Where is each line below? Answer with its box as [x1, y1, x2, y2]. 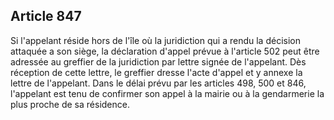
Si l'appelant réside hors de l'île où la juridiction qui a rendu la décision [10, 34, 301, 46]
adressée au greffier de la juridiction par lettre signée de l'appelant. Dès [10, 55, 307, 68]
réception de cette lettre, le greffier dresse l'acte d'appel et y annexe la [10, 66, 303, 78]
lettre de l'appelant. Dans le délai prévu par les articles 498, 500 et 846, [10, 77, 307, 89]
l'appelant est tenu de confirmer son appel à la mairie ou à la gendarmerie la [10, 87, 325, 99]
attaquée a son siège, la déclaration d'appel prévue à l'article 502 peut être [10, 45, 320, 57]
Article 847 [10, 8, 82, 25]
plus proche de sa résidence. [10, 98, 130, 110]
